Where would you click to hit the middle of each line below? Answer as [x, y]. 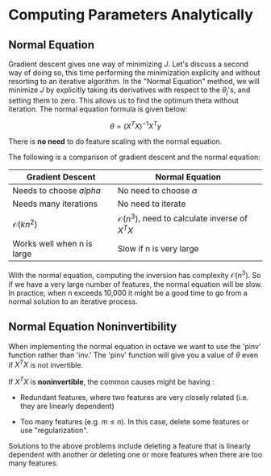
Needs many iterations [55, 204]
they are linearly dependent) [67, 406]
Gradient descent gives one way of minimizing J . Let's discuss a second [128, 64]
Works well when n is [52, 244]
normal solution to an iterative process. [73, 301]
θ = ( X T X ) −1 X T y [135, 125]
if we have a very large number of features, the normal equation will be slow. [135, 284]
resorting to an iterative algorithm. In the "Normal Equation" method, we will [134, 81]
